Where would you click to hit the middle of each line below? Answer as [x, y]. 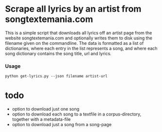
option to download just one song [45, 109]
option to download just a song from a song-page [62, 125]
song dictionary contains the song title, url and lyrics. [58, 53]
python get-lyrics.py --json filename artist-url [56, 76]
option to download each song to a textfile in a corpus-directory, [77, 114]
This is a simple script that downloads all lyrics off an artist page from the [79, 33]
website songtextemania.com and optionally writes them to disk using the [79, 38]
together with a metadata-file [41, 119]
